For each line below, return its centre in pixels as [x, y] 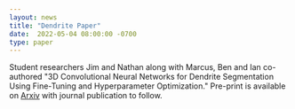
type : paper [31, 42]
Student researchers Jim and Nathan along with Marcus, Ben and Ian [136, 67]
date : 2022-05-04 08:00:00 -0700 [73, 34]
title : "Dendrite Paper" [55, 26]
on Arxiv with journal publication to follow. [86, 96]
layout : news [33, 17]
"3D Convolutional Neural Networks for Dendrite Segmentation [159, 77]
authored [26, 77]
